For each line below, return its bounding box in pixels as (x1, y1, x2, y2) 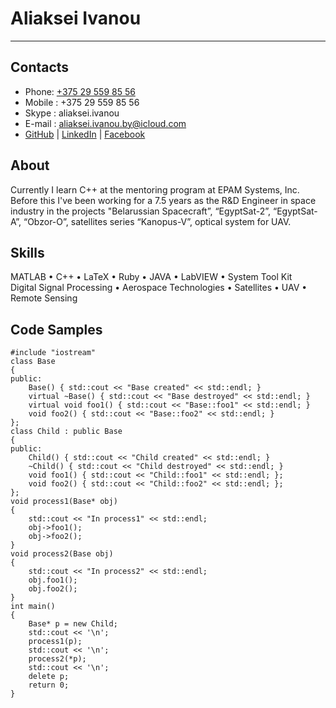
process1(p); (28, 637, 83, 647)
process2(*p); (28, 654, 87, 664)
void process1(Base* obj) (10, 497, 118, 507)
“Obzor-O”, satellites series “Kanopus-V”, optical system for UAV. (23, 215, 292, 227)
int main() (10, 602, 56, 612)
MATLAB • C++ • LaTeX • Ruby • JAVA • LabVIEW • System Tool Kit (10, 271, 293, 283)
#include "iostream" (10, 348, 97, 358)
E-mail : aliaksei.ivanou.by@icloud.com (24, 117, 187, 129)
